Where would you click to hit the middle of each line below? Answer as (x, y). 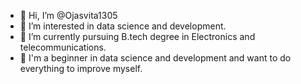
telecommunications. (63, 47)
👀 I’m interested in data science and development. (123, 26)
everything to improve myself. (81, 68)
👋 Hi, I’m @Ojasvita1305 (68, 15)
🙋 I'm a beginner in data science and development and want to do (155, 58)
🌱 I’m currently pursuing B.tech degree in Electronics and (137, 36)
